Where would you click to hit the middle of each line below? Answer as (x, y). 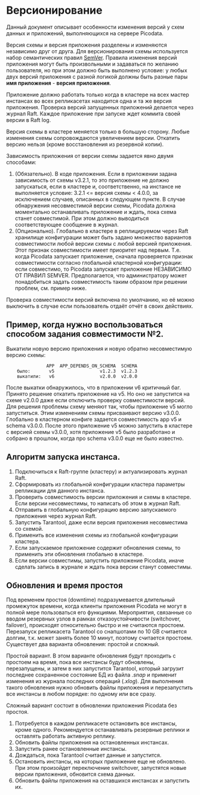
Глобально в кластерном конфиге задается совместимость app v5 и (94, 419)
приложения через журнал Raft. (56, 516)
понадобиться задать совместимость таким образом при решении (101, 282)
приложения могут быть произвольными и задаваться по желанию (93, 64)
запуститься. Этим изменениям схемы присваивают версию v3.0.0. (93, 412)
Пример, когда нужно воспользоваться (84, 325)
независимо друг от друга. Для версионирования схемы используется (97, 51)
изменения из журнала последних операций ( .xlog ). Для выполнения (95, 681)
